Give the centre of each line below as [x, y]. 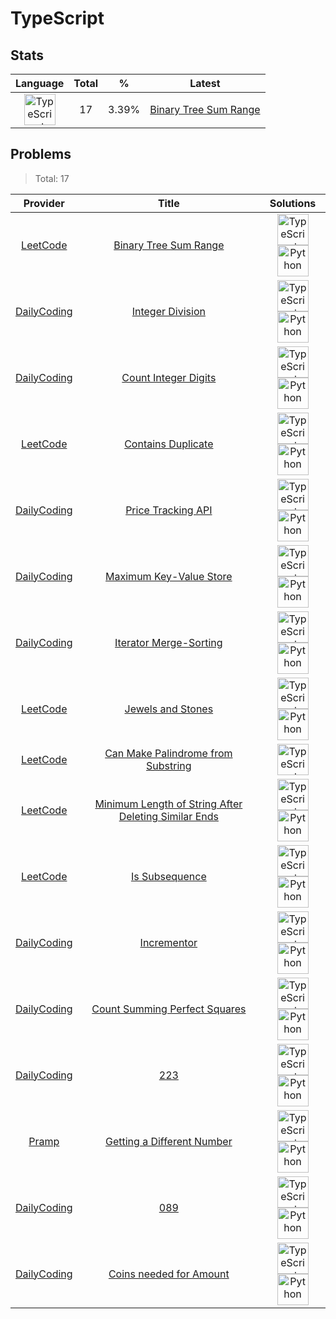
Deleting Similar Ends [168, 816]
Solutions [293, 203]
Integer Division [168, 311]
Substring [169, 765]
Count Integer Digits [169, 377]
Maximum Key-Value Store [169, 576]
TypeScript [57, 18]
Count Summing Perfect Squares [169, 1009]
